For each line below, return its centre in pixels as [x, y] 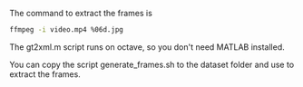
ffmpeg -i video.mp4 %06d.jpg [67, 30]
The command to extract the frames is [81, 13]
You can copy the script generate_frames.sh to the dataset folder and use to [152, 64]
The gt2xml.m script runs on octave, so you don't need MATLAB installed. [147, 47]
